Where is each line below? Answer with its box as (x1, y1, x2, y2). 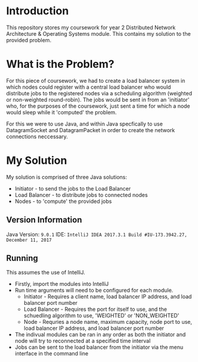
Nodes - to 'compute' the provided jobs (14, 198, 112, 205)
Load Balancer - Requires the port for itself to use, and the (23, 305, 167, 313)
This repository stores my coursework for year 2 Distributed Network (6, 24, 176, 31)
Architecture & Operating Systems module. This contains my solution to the (6, 30, 191, 37)
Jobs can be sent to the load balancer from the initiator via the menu (14, 344, 184, 351)
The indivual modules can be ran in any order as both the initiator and (14, 331, 186, 338)
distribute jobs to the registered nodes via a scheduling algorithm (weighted (6, 89, 193, 96)
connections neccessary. (6, 133, 69, 140)
